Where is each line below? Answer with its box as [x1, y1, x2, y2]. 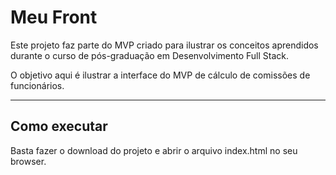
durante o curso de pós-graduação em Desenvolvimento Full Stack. [10, 49, 290, 61]
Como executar [10, 118, 108, 135]
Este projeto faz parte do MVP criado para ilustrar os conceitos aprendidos [10, 39, 319, 51]
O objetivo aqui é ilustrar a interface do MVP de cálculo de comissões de [10, 69, 311, 81]
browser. [10, 155, 47, 167]
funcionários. [10, 79, 65, 91]
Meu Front [10, 6, 98, 29]
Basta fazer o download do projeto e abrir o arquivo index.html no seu [10, 144, 298, 156]
